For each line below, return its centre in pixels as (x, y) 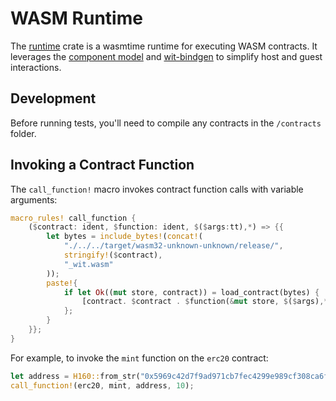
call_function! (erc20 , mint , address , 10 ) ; (102, 385)
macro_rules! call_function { (73, 218)
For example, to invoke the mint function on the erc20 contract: (139, 358)
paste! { (62, 283)
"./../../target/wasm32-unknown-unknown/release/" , (173, 246)
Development (53, 98)
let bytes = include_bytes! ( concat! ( (124, 237)
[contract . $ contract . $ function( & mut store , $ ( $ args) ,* (205, 302)
